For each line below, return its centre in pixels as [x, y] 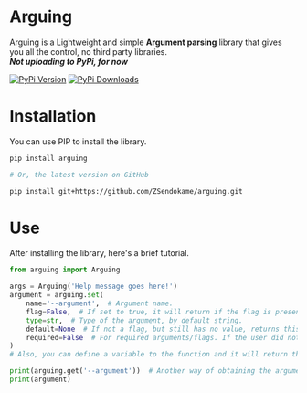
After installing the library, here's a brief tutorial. [100, 253]
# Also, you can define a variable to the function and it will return [148, 355]
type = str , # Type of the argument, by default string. [135, 320]
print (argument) [40, 380]
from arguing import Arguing [65, 270]
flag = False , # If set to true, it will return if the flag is [149, 312]
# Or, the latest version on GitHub [79, 175]
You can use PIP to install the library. [78, 141]
